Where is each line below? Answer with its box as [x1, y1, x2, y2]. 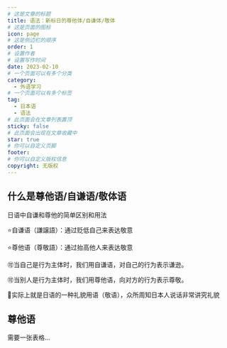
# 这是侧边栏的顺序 [7, 37, 57, 44]
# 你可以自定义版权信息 [7, 156, 67, 163]
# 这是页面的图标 [7, 23, 51, 31]
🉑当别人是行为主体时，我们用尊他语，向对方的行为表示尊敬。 [7, 275, 188, 284]
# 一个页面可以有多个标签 [7, 89, 72, 97]
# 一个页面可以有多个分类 [7, 70, 72, 77]
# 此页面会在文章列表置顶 [7, 116, 72, 123]
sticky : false [7, 122, 50, 130]
